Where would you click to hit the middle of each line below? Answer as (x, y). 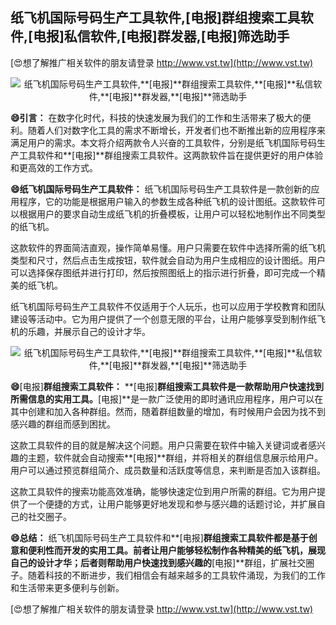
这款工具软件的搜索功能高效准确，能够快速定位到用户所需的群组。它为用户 (163, 491)
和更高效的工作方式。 (54, 167)
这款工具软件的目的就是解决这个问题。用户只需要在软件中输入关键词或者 (159, 445)
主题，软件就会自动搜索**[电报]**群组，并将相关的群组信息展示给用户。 (175, 457)
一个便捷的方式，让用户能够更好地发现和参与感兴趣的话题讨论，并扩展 (172, 504)
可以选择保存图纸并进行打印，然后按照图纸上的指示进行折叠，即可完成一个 (163, 272)
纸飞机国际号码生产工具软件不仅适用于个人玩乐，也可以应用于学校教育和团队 (168, 306)
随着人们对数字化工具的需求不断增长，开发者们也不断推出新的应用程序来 (176, 130)
